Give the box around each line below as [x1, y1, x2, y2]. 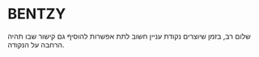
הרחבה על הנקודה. [7, 39, 66, 49]
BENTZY [7, 5, 66, 23]
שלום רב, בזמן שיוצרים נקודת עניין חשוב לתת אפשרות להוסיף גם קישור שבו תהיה [7, 31, 252, 41]
